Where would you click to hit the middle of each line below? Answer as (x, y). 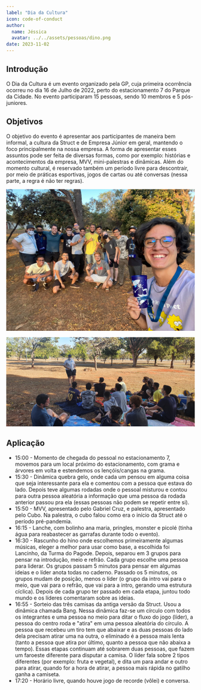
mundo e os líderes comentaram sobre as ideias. (75, 598)
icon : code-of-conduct (34, 19)
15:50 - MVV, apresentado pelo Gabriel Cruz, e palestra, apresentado (100, 508)
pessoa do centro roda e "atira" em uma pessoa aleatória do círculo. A (102, 623)
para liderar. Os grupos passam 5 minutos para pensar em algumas (98, 566)
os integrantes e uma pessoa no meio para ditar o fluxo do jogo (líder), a (104, 617)
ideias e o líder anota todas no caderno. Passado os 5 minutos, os (96, 572)
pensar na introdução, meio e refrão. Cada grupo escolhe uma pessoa (101, 559)
